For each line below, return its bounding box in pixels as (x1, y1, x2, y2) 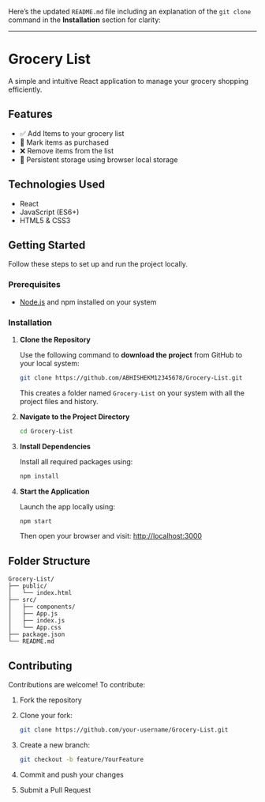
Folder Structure (8, 554, 91, 568)
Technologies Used (8, 178, 105, 191)
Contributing (8, 659, 73, 672)
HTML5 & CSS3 (19, 215, 71, 225)
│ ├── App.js (8, 610, 58, 618)
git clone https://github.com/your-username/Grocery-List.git (19, 726, 229, 734)
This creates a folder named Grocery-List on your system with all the (19, 388, 244, 398)
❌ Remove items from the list (19, 146, 114, 155)
